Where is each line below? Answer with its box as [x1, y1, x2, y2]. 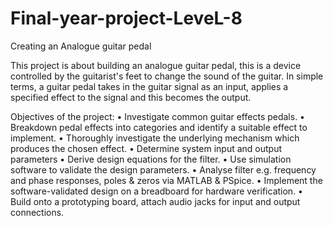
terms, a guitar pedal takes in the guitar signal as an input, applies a [10, 80, 289, 92]
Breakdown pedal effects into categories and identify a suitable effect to [10, 121, 308, 133]
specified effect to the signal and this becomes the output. [10, 91, 252, 103]
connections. [10, 206, 65, 218]
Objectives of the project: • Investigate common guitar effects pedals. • [10, 110, 305, 122]
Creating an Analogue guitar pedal [10, 40, 152, 52]
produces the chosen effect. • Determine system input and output [10, 142, 283, 154]
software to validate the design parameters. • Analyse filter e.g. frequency [10, 163, 317, 176]
